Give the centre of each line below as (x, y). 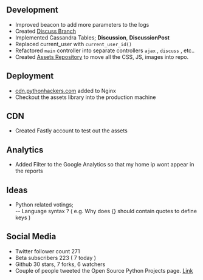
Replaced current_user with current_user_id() (73, 44)
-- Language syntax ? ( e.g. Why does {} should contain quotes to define (106, 211)
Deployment (30, 76)
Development (33, 10)
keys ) (23, 217)
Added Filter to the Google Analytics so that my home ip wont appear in (105, 165)
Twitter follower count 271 (47, 251)
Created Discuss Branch (46, 31)
